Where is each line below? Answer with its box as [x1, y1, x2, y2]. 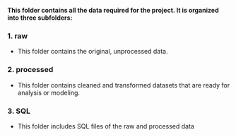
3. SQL [7, 106, 30, 116]
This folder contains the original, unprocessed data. [17, 47, 168, 56]
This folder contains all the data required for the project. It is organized [7, 6, 219, 14]
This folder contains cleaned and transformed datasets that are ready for [17, 81, 230, 89]
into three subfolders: [7, 13, 73, 22]
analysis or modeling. [17, 88, 80, 97]
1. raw [7, 31, 28, 41]
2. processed [7, 65, 54, 75]
